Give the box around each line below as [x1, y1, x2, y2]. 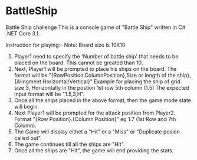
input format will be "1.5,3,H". [14, 90, 85, 97]
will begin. [14, 103, 40, 110]
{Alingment [14, 78, 42, 85]
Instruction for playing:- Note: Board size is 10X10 [5, 41, 126, 48]
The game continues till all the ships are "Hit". [14, 141, 125, 148]
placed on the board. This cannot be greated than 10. [14, 59, 143, 66]
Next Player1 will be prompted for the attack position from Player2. [14, 109, 176, 116]
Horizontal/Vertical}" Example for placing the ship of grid [42, 78, 181, 85]
